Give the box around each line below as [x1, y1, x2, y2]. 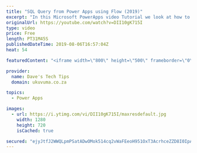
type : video [6, 25, 35, 31]
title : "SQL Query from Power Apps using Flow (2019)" [6, 8, 143, 15]
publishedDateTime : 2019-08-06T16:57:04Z [6, 42, 109, 48]
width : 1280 [16, 117, 46, 122]
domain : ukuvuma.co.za [11, 79, 67, 85]
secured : [6, 138, 28, 144]
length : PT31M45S [6, 36, 49, 42]
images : [6, 106, 25, 112]
